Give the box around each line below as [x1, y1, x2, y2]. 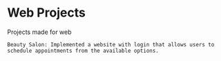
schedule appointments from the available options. [7, 47, 159, 54]
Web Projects [7, 5, 86, 21]
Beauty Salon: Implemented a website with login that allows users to [7, 41, 215, 48]
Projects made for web [7, 28, 72, 36]
